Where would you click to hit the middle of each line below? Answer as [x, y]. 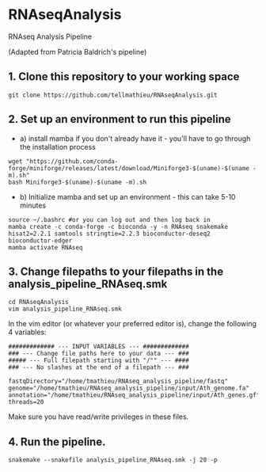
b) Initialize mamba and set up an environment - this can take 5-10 [127, 196]
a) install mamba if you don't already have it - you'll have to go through [135, 138]
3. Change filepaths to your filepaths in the [116, 271]
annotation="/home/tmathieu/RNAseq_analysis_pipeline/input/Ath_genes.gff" [136, 395]
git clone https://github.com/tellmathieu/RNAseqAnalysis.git [113, 95]
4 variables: [27, 332]
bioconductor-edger [40, 240]
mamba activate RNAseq [46, 247]
